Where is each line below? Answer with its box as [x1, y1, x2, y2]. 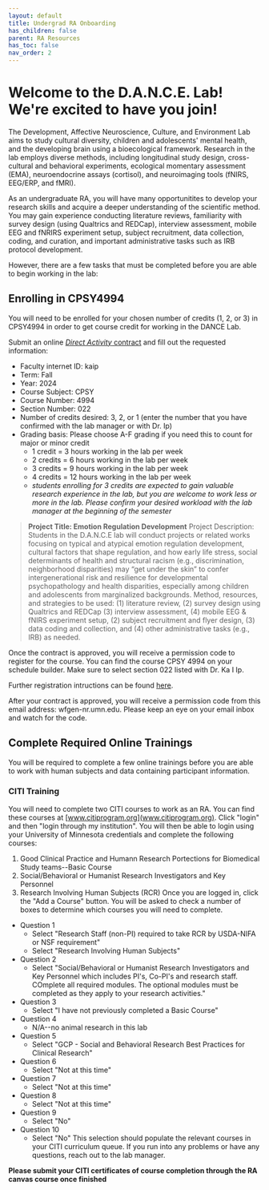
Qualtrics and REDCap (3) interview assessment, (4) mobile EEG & [27, 607, 247, 616]
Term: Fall [19, 369, 54, 379]
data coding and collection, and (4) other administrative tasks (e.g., [27, 623, 251, 633]
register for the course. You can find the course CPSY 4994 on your [8, 656, 233, 666]
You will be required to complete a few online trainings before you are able [8, 757, 254, 767]
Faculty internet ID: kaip [19, 361, 99, 371]
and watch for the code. [8, 712, 88, 722]
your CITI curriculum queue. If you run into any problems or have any [31, 1141, 260, 1151]
